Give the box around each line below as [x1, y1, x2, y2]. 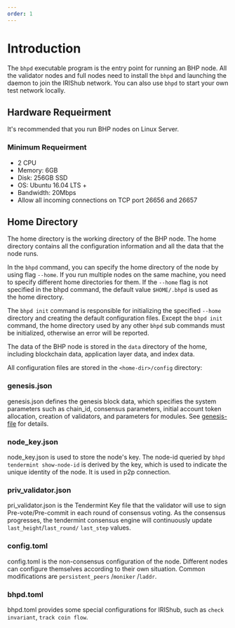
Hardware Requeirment [7, 106, 112, 118]
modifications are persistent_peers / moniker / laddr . [7, 572, 157, 580]
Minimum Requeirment [7, 142, 87, 152]
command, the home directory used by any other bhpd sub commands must [7, 321, 225, 330]
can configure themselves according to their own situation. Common [7, 564, 206, 573]
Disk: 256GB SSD [17, 173, 68, 182]
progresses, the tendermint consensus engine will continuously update [7, 516, 213, 525]
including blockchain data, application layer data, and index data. [7, 350, 195, 359]
